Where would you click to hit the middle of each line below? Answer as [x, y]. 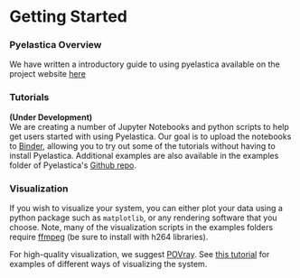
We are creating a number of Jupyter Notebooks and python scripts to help [149, 126]
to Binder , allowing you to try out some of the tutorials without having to [142, 145]
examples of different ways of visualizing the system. [108, 264]
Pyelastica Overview [56, 45]
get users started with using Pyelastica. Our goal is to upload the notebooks [150, 136]
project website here [47, 74]
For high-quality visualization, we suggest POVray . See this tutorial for [140, 255]
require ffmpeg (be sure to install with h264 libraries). [109, 237]
